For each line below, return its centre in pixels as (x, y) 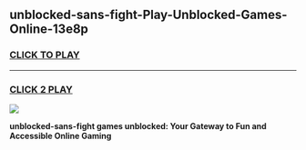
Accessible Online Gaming (61, 135)
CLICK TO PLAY (45, 55)
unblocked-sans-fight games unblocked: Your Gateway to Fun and (138, 125)
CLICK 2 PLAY (41, 89)
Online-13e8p (49, 30)
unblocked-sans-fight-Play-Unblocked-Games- (148, 15)
